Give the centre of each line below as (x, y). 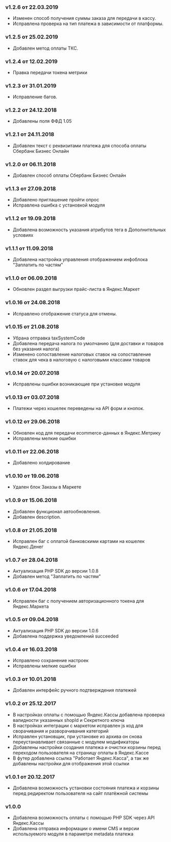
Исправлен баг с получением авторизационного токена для (78, 601)
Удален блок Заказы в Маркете (47, 487)
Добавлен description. (37, 517)
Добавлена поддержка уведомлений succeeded (66, 636)
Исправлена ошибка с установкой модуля (59, 205)
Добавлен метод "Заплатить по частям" (57, 577)
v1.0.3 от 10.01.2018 (31, 679)
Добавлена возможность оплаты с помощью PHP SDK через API (83, 818)
